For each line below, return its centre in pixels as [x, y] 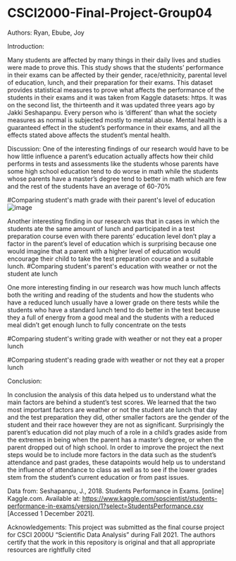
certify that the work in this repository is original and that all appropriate [111, 542]
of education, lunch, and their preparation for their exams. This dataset [110, 82]
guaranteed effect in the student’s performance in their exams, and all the [114, 127]
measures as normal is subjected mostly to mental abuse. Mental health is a [117, 120]
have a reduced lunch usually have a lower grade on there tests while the [113, 302]
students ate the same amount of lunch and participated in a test [101, 228]
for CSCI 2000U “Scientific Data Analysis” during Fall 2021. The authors [112, 534]
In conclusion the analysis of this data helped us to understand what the [112, 394]
